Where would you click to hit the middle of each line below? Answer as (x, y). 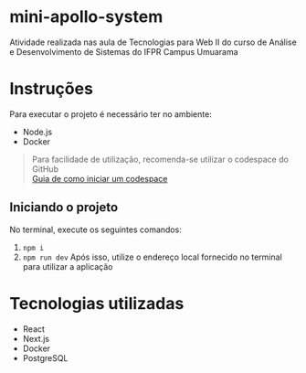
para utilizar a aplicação (68, 266)
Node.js (37, 132)
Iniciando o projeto (64, 208)
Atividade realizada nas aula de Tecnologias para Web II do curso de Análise (153, 42)
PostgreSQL (45, 357)
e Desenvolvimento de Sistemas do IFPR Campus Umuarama (124, 51)
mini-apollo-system (86, 17)
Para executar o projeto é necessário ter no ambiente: (111, 114)
